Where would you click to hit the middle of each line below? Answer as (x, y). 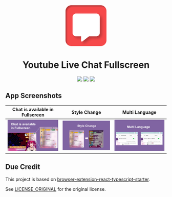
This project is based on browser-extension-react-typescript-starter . (78, 179)
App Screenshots (34, 96)
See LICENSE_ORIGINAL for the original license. (56, 189)
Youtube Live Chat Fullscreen (86, 65)
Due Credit (23, 167)
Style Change (86, 112)
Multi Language (139, 112)
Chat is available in (33, 110)
